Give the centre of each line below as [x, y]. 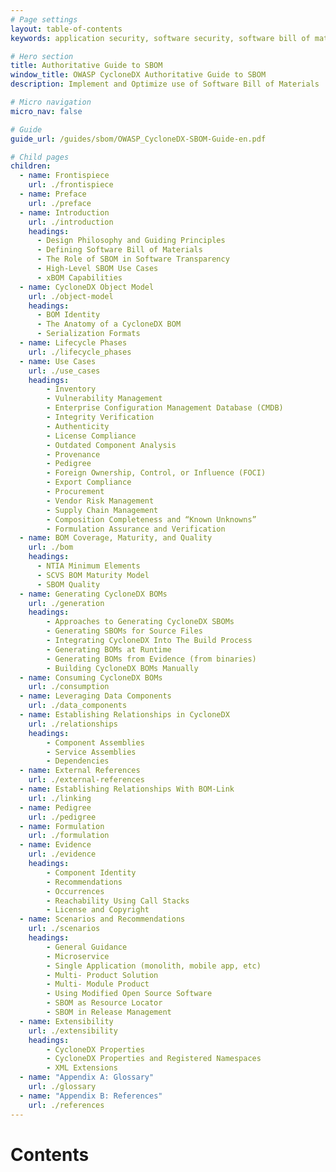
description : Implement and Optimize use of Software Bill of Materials [165, 84]
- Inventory [71, 389]
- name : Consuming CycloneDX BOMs [91, 677]
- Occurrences [75, 891]
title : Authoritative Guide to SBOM [86, 66]
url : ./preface [60, 203]
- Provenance [73, 454]
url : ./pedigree [62, 817]
